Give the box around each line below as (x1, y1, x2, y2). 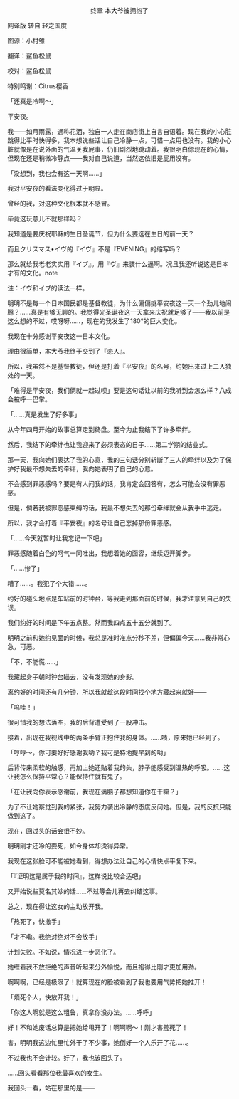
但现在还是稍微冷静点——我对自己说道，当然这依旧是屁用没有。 (7, 154, 194, 162)
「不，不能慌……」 (7, 658, 63, 666)
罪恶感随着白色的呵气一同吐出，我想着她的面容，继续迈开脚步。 (7, 549, 194, 557)
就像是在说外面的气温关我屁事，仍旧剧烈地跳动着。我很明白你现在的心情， (13, 145, 232, 153)
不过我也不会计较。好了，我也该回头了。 (7, 1053, 126, 1062)
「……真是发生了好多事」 (7, 410, 81, 419)
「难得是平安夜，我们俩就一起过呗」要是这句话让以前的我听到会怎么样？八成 (7, 387, 232, 394)
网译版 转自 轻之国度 (7, 21, 68, 30)
